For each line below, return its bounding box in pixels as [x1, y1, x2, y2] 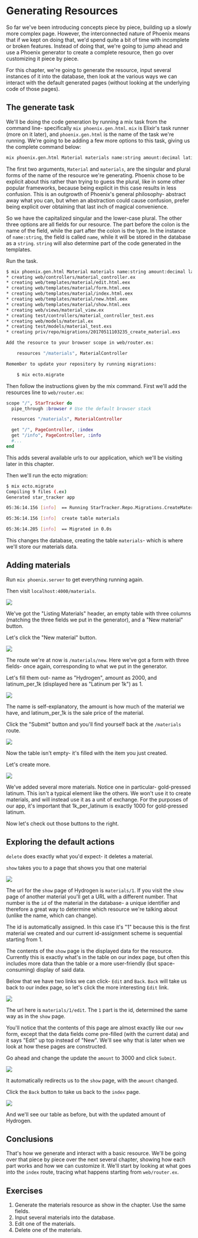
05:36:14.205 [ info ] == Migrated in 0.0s [6, 526, 112, 532]
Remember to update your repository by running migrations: [6, 361, 157, 367]
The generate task [6, 102, 75, 113]
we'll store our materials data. [6, 543, 78, 550]
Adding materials [6, 560, 71, 571]
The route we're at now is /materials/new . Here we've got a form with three [6, 656, 190, 663]
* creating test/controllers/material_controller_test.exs [6, 312, 154, 318]
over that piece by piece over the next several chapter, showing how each [6, 1156, 186, 1163]
